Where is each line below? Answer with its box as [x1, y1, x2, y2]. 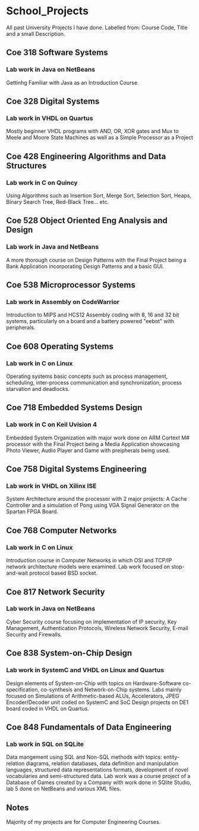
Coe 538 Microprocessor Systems [6, 280, 135, 290]
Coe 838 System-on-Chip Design [6, 648, 132, 658]
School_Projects [6, 4, 89, 18]
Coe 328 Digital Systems [6, 97, 100, 107]
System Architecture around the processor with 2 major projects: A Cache [6, 495, 187, 503]
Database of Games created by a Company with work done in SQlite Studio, [6, 779, 192, 786]
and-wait [6, 569, 29, 576]
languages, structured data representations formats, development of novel [6, 766, 189, 773]
